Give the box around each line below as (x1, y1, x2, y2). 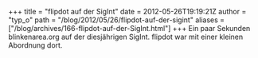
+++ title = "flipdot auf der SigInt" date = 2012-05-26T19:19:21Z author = (8, 7, 247, 16)
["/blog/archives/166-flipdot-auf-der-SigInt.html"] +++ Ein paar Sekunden (8, 24, 251, 33)
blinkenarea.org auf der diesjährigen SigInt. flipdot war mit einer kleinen (8, 32, 244, 41)
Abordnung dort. (8, 41, 63, 50)
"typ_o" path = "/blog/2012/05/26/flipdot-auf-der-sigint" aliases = (8, 15, 225, 25)
